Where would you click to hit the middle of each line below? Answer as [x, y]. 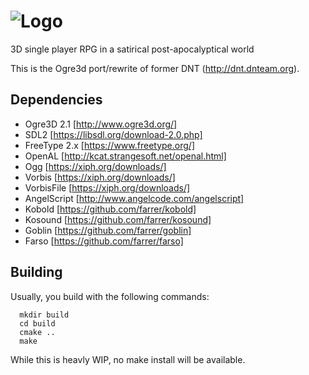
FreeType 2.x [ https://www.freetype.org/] [109, 145]
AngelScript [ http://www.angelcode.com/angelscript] [134, 198]
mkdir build [44, 315]
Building [36, 272]
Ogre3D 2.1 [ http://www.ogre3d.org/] [101, 124]
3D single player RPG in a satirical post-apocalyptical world [132, 49]
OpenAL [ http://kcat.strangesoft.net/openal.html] [125, 156]
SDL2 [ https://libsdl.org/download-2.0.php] [113, 134]
